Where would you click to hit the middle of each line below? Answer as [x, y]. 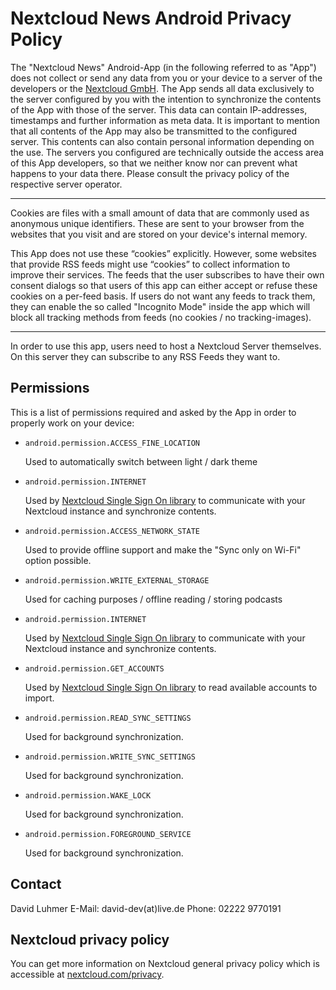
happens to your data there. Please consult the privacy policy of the [150, 173]
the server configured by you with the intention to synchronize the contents [166, 99]
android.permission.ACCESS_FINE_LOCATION [112, 443]
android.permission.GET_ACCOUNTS [94, 668]
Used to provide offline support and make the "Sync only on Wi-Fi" [163, 549]
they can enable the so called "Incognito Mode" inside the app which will [160, 306]
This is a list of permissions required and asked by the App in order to [153, 412]
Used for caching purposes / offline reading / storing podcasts [153, 599]
